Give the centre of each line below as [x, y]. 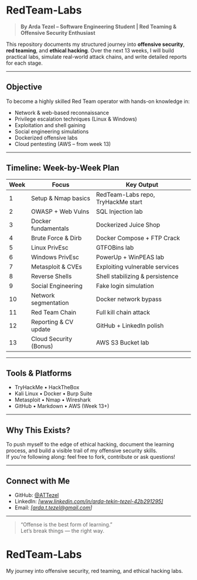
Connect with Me [38, 481]
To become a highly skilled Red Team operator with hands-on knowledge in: [98, 101]
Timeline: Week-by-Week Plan [63, 168]
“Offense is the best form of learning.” [66, 524]
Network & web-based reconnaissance [62, 112]
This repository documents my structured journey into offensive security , [95, 44]
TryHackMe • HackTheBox [47, 387]
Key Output [142, 184]
